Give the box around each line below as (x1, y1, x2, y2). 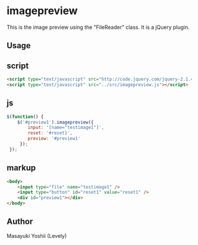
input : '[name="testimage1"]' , (28, 125, 105, 131)
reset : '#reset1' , (28, 130, 73, 136)
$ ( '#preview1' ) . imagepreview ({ (17, 119, 94, 125)
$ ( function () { (6, 114, 44, 120)
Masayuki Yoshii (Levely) (6, 232, 67, 239)
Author (6, 217, 33, 227)
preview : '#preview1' (28, 135, 81, 142)
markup (6, 163, 36, 173)
